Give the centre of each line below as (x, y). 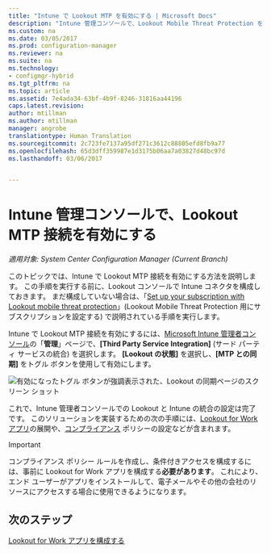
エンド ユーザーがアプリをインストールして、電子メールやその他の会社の (129, 482)
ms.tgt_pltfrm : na (39, 83)
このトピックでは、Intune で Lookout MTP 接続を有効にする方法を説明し (129, 276)
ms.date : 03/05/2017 (43, 38)
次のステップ (40, 519)
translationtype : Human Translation (70, 136)
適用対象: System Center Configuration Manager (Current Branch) (118, 259)
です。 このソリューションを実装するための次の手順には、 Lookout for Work (133, 419)
